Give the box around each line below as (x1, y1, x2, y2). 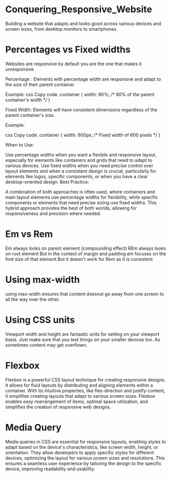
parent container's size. (5, 112, 55, 118)
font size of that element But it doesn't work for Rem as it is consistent (5, 256, 153, 262)
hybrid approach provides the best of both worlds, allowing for (5, 205, 137, 211)
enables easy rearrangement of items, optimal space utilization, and (5, 398, 148, 404)
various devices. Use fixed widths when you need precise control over (5, 162, 154, 169)
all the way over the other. (5, 296, 60, 302)
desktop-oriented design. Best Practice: (5, 179, 89, 185)
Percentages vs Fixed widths (5, 44, 131, 56)
